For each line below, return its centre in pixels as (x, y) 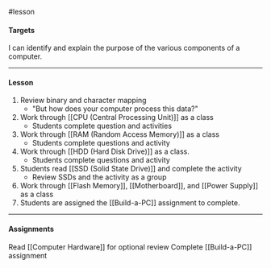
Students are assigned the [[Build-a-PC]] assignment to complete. (130, 203)
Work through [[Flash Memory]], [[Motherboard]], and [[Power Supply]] (139, 186)
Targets (21, 30)
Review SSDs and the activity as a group (99, 177)
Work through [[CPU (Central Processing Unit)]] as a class (117, 118)
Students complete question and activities (102, 126)
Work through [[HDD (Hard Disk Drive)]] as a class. (104, 151)
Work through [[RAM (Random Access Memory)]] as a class (120, 134)
